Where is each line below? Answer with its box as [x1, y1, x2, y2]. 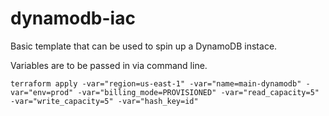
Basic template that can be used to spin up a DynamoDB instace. [10, 40, 278, 52]
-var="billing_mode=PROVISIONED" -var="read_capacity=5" [77, 87, 320, 97]
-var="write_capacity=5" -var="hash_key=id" [10, 96, 199, 106]
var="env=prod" [10, 87, 74, 97]
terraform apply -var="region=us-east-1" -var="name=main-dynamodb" [10, 78, 302, 89]
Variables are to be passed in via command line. [10, 59, 208, 71]
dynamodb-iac [10, 7, 136, 30]
